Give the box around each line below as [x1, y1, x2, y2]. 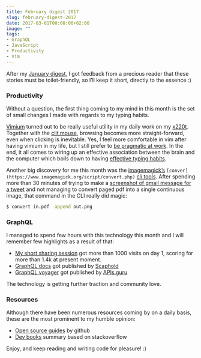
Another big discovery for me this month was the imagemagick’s [6, 166, 166, 174]
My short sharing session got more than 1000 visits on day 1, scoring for [14, 250, 194, 257]
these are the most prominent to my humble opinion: [6, 315, 136, 323]
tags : [6, 31, 20, 37]
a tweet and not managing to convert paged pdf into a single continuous [6, 186, 185, 193]
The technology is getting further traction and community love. [6, 281, 161, 288]
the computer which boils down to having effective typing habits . [6, 154, 167, 162]
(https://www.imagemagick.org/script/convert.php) [6, 174, 136, 180]
